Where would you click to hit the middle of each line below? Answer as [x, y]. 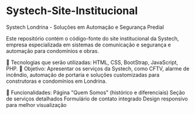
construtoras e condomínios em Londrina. [57, 81]
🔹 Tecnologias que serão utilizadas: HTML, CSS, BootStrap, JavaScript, [92, 62]
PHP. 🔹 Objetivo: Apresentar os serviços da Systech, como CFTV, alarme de [98, 68]
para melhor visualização [36, 105]
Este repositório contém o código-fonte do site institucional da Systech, [93, 38]
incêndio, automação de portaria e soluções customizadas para [83, 75]
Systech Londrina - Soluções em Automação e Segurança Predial [85, 27]
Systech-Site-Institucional [72, 11]
